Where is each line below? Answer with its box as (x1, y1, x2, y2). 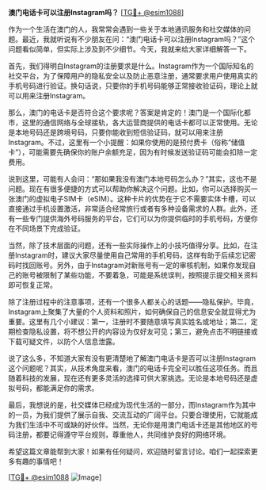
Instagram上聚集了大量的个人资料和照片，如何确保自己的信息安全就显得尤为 (8, 307, 256, 316)
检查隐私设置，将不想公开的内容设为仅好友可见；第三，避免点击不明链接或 (14, 327, 258, 336)
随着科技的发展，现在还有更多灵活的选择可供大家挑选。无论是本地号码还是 (8, 373, 251, 383)
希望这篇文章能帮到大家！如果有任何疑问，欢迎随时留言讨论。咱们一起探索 (8, 447, 251, 456)
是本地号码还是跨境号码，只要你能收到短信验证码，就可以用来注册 (8, 128, 223, 137)
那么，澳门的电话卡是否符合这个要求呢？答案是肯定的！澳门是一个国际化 (8, 108, 244, 117)
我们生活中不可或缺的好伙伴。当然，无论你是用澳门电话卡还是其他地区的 (14, 420, 251, 429)
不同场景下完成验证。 (14, 224, 85, 233)
